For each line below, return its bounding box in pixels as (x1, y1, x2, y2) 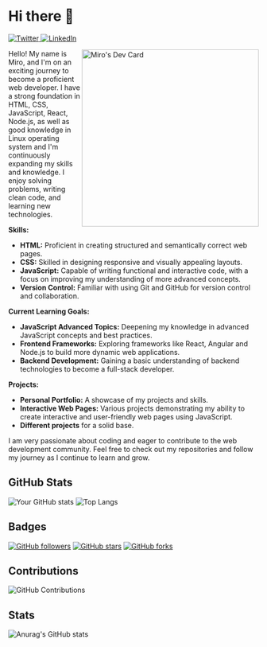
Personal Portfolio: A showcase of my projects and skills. (19, 395, 209, 404)
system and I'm (8, 142, 59, 151)
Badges (8, 520, 47, 534)
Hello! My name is (8, 49, 68, 58)
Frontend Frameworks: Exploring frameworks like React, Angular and (19, 338, 249, 349)
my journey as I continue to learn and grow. (8, 453, 150, 462)
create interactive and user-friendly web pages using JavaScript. (19, 411, 233, 421)
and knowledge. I (8, 167, 65, 177)
